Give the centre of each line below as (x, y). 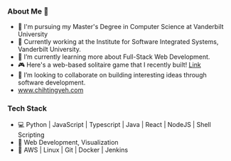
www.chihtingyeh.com (50, 90)
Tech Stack (27, 109)
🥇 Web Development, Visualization (68, 142)
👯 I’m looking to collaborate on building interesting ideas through (112, 75)
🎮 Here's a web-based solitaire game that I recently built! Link (109, 65)
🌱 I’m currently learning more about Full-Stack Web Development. (114, 57)
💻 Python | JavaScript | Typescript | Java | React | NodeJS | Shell (114, 124)
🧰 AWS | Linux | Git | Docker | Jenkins (73, 150)
